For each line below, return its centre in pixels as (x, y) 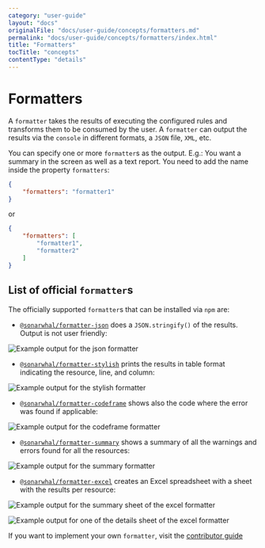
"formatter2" (58, 251)
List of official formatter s (71, 290)
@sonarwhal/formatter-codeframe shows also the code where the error (134, 403)
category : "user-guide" (47, 15)
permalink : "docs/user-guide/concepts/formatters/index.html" (113, 38)
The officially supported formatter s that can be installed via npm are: (119, 309)
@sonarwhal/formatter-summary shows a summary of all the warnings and (138, 442)
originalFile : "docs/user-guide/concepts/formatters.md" (104, 30)
